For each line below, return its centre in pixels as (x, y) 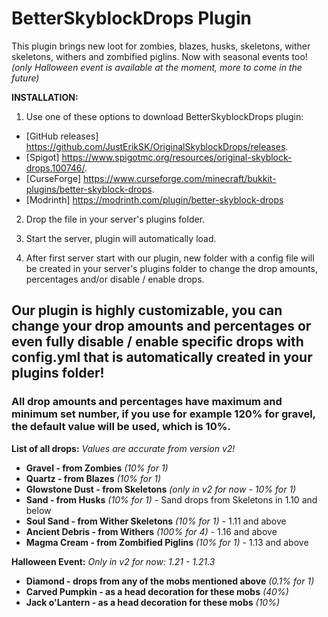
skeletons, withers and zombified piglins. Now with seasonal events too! (159, 56)
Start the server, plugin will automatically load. (121, 238)
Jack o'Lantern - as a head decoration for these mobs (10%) (153, 602)
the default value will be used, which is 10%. (121, 427)
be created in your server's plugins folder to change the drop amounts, (172, 268)
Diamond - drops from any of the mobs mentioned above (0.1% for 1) (170, 581)
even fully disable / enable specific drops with (157, 342)
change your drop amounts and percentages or (161, 326)
